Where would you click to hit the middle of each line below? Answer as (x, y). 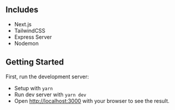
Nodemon (26, 43)
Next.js (23, 24)
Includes (22, 10)
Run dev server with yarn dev (50, 94)
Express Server (33, 37)
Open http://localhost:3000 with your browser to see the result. (92, 100)
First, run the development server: (47, 77)
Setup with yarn (33, 88)
